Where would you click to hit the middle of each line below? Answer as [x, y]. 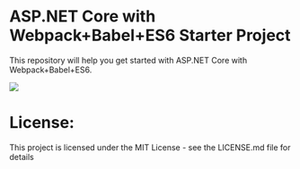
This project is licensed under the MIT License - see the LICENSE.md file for [150, 147]
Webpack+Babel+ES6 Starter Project [150, 35]
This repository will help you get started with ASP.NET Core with [128, 60]
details [22, 156]
